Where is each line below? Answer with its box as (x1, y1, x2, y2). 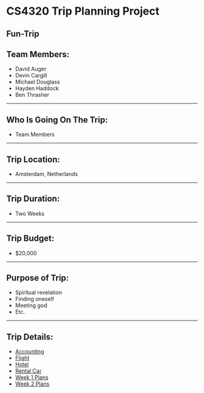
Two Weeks (15, 210, 44, 217)
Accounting (15, 348, 44, 355)
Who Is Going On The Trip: (6, 115, 108, 125)
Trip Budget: (6, 233, 55, 244)
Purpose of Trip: (6, 273, 69, 283)
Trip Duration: (6, 194, 60, 204)
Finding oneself (15, 296, 55, 303)
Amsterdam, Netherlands (15, 171, 78, 178)
